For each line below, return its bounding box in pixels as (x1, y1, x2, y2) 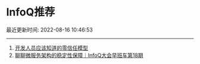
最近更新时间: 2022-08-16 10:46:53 (6, 26, 93, 33)
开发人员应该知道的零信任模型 (14, 44, 88, 51)
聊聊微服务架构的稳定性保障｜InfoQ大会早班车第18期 (14, 52, 144, 59)
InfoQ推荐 (6, 5, 55, 19)
